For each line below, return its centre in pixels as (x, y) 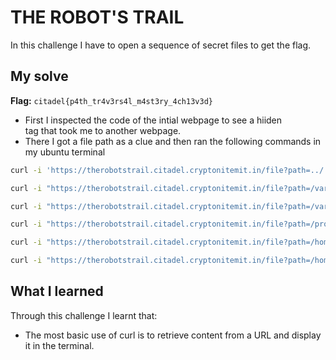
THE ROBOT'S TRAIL (97, 17)
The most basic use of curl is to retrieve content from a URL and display (173, 335)
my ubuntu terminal (65, 152)
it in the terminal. (59, 345)
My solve (39, 76)
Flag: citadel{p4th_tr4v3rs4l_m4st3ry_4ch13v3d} (111, 100)
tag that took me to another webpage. (103, 130)
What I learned (57, 291)
